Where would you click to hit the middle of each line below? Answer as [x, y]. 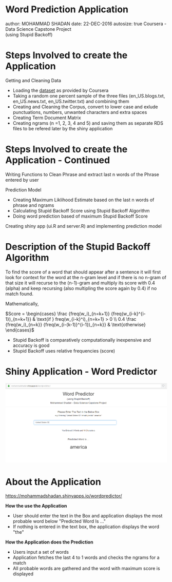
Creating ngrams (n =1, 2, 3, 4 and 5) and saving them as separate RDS [88, 123]
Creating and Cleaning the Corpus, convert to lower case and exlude [85, 107]
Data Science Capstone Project [39, 29]
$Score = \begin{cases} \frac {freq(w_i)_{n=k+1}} [58, 314]
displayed [23, 574]
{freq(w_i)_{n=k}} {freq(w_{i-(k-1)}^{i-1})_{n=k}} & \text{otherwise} [76, 324]
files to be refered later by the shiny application [63, 128]
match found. [20, 294]
